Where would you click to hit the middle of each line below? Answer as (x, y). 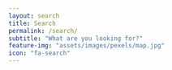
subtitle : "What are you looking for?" (76, 38)
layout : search (34, 16)
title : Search (32, 23)
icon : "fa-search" (39, 53)
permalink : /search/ (43, 31)
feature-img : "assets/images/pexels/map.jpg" (86, 46)
